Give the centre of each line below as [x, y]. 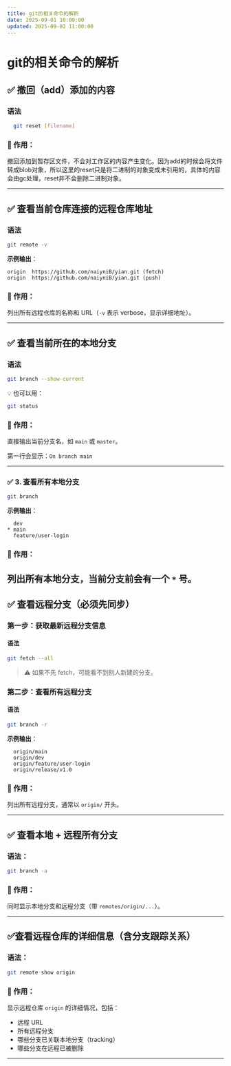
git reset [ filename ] [44, 126]
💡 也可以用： [25, 393]
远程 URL [30, 1022]
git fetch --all [30, 658]
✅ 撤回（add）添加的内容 [61, 90]
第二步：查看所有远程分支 [49, 691]
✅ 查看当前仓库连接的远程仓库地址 [80, 208]
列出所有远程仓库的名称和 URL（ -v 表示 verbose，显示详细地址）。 [101, 313]
